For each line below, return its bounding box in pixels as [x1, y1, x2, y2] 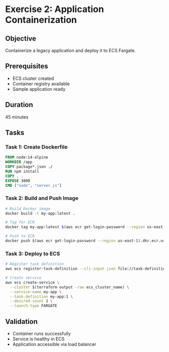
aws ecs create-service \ [5, 280, 59, 285]
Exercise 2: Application [5, 4, 104, 15]
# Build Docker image [5, 206, 51, 211]
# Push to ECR [5, 233, 35, 239]
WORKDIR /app [5, 160, 33, 165]
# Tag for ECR [5, 220, 35, 225]
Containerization [5, 14, 77, 26]
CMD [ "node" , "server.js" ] [5, 183, 62, 188]
